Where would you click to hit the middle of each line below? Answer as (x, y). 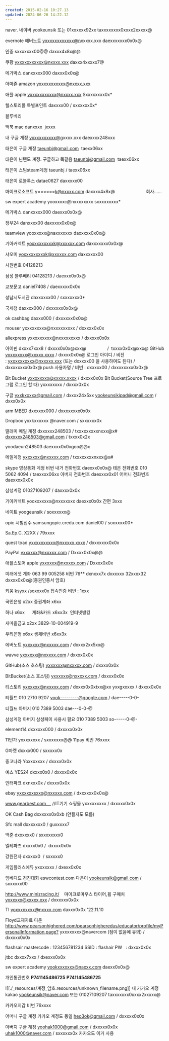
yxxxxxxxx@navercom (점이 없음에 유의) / (102, 931)
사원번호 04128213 (24, 265)
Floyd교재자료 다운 (24, 920)
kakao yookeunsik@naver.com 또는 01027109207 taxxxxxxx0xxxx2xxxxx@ (83, 994)
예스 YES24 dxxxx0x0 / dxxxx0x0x (41, 772)
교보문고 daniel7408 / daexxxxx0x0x (43, 286)
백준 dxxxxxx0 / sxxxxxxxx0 (34, 835)
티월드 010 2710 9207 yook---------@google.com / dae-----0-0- (72, 697)
